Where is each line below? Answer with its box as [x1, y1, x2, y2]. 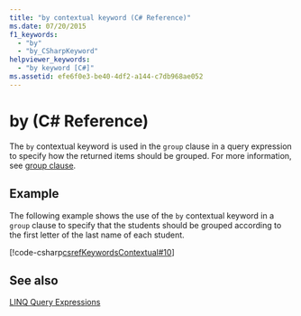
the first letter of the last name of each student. [9, 229, 185, 240]
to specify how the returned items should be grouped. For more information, [9, 150, 292, 161]
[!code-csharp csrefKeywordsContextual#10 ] [9, 246, 175, 257]
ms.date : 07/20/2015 [9, 22, 87, 31]
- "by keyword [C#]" [17, 64, 95, 73]
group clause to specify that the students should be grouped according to [9, 219, 282, 230]
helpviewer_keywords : [9, 55, 91, 64]
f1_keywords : [9, 30, 59, 39]
